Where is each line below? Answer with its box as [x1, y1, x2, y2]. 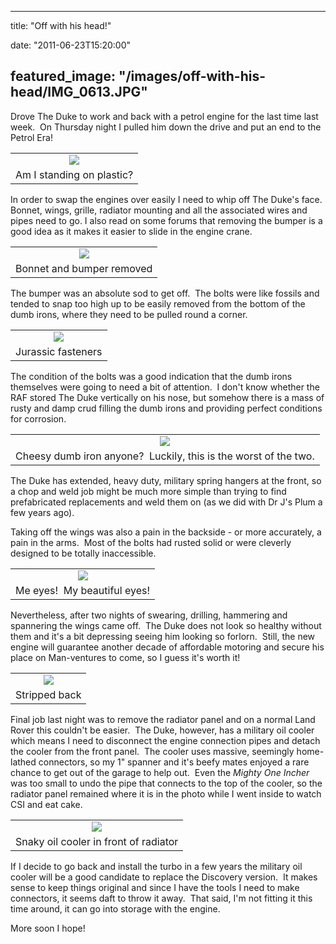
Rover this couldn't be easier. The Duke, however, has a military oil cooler [10, 724, 315, 736]
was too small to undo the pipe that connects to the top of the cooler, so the [10, 777, 323, 789]
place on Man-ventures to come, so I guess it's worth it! [10, 651, 241, 663]
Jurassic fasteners [15, 344, 103, 358]
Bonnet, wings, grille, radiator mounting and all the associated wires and [10, 204, 308, 216]
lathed [10, 756, 37, 768]
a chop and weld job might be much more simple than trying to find [10, 485, 287, 497]
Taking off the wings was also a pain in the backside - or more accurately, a [10, 526, 322, 538]
